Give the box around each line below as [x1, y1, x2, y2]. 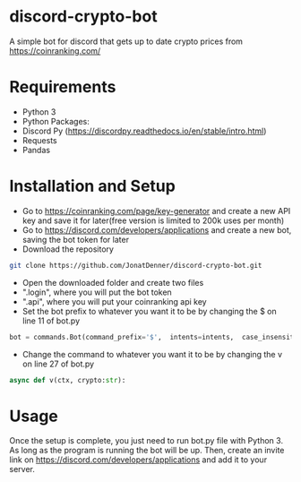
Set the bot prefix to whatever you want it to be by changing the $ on [21, 306, 277, 316]
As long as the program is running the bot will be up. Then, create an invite [9, 445, 285, 456]
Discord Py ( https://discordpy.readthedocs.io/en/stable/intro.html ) [21, 125, 267, 136]
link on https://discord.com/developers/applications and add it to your [9, 454, 267, 465]
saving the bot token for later [21, 234, 130, 245]
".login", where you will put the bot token [21, 287, 172, 297]
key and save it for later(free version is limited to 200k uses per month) [21, 215, 285, 226]
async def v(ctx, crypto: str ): [9, 375, 126, 384]
